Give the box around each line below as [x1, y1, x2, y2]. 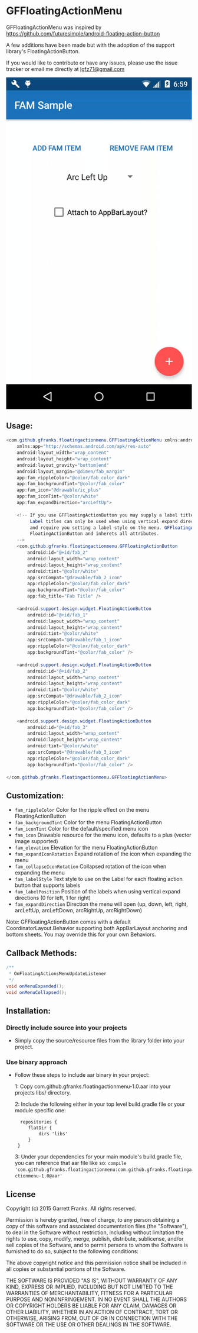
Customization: [6, 790, 64, 801]
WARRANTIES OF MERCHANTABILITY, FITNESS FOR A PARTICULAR [6, 1290, 173, 1297]
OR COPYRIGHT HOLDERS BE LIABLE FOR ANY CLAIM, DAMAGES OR [6, 1302, 177, 1309]
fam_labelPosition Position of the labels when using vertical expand [14, 888, 181, 895]
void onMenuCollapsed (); [6, 989, 67, 995]
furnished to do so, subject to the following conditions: [6, 1248, 138, 1255]
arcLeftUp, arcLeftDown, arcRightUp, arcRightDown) [14, 907, 143, 914]
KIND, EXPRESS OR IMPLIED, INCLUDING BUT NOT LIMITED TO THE [6, 1283, 173, 1290]
